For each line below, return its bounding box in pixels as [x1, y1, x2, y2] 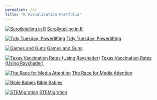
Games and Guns [47, 45, 83, 51]
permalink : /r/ [5, 7, 37, 12]
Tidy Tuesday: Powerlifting [66, 35, 121, 41]
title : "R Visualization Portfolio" [5, 12, 82, 17]
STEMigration [39, 89, 68, 95]
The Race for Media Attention [72, 69, 133, 75]
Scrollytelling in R [47, 25, 83, 31]
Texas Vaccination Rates [101, 54, 152, 60]
